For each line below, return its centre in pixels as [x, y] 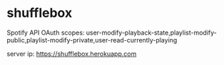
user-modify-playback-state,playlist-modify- [151, 32]
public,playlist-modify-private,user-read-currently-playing [92, 40]
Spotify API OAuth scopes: [46, 32]
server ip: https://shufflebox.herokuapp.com [72, 54]
